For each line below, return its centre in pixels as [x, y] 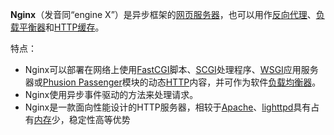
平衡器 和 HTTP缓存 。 [61, 27]
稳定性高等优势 [99, 119]
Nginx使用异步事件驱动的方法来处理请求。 [111, 94]
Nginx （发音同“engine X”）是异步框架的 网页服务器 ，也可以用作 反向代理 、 [163, 14]
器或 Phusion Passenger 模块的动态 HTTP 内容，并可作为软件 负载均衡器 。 [173, 82]
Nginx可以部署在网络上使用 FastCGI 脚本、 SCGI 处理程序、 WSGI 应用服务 [171, 69]
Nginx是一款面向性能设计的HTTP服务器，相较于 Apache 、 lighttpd [159, 107]
